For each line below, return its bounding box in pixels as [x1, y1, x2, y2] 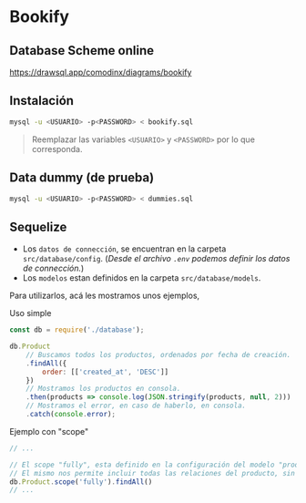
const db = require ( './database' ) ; [9, 325, 145, 334]
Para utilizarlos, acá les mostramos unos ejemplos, [9, 290, 200, 302]
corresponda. [31, 143, 83, 154]
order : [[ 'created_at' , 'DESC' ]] [42, 367, 169, 376]
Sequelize [9, 219, 67, 234]
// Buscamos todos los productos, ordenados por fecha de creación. [25, 350, 291, 359]
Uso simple [9, 308, 52, 319]
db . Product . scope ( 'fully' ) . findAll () [9, 477, 153, 487]
